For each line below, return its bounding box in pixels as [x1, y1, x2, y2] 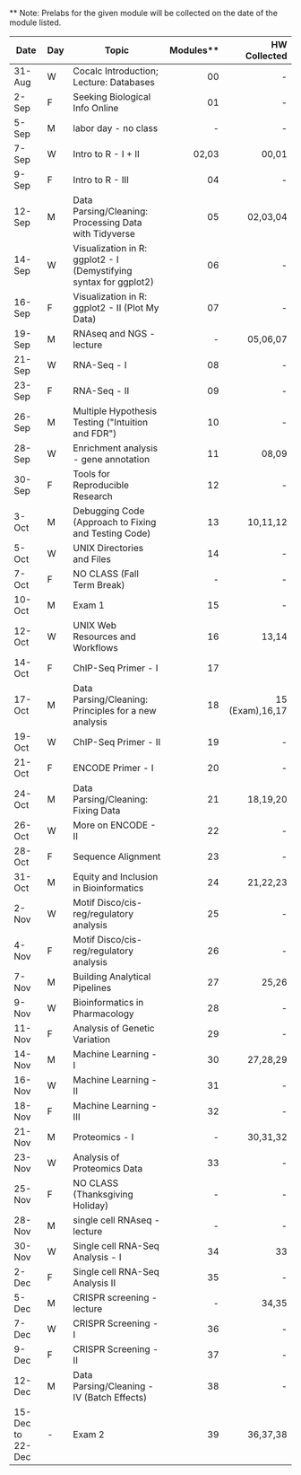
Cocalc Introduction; [73, 65, 159, 77]
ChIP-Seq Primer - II [73, 736, 161, 748]
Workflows [73, 642, 118, 654]
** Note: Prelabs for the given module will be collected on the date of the [9, 8, 278, 18]
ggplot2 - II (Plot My [73, 302, 159, 313]
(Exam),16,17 [228, 705, 288, 716]
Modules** [169, 44, 219, 57]
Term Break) [73, 579, 125, 591]
